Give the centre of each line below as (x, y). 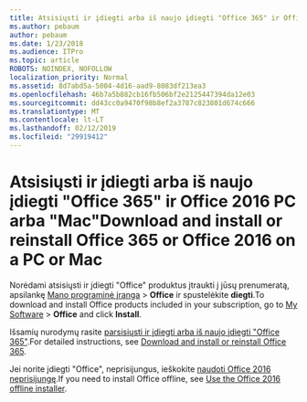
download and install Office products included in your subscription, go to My (153, 304)
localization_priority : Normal (69, 78)
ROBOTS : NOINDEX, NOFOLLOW (61, 69)
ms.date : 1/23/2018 (47, 43)
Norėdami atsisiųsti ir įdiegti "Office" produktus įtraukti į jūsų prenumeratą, (149, 285)
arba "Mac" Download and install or (146, 221)
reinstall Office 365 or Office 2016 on (153, 241)
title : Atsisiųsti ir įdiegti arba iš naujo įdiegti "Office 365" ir (145, 18)
